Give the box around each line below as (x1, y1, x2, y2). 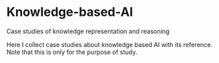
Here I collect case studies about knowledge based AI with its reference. (6, 40, 213, 48)
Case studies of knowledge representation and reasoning (6, 27, 170, 35)
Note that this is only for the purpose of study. (6, 48, 137, 56)
